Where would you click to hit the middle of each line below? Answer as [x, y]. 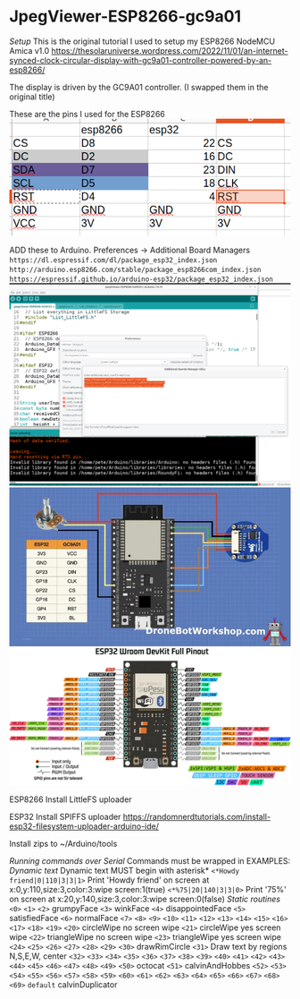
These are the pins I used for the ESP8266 [87, 114]
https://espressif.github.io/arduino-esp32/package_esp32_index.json [142, 279]
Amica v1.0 [29, 50]
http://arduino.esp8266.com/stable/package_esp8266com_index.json [135, 270]
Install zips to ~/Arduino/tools [63, 844]
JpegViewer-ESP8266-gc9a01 [125, 17]
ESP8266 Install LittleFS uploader [71, 799]
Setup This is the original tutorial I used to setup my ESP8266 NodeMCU [142, 41]
